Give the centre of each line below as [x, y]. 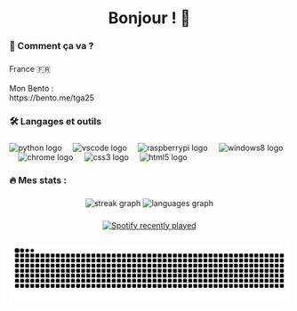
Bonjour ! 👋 [149, 18]
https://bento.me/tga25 [52, 98]
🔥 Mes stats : [38, 179]
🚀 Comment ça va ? [52, 46]
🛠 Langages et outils [56, 121]
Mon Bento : [32, 89]
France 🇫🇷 [30, 69]
